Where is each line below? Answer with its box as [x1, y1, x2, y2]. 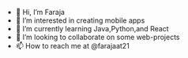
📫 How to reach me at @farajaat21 [15, 42, 130, 50]
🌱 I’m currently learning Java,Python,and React [15, 24, 169, 33]
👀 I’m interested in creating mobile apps [15, 16, 145, 25]
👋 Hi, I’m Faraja [15, 8, 66, 16]
